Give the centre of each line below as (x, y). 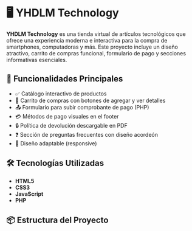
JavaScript (29, 194)
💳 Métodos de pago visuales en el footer (67, 116)
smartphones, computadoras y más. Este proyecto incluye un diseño (92, 47)
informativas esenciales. (37, 60)
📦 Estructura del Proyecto (57, 220)
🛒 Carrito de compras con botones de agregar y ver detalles (90, 100)
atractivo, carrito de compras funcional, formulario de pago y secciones (96, 53)
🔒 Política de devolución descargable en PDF (71, 125)
